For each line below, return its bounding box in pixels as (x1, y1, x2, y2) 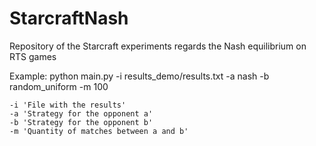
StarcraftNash (9, 7, 129, 30)
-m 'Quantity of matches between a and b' (9, 126, 189, 136)
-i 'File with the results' (9, 100, 127, 110)
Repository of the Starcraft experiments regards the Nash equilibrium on (9, 40, 307, 52)
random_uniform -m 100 (9, 80, 109, 92)
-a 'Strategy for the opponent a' (9, 108, 154, 119)
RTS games (9, 50, 57, 62)
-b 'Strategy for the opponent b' (9, 117, 154, 127)
